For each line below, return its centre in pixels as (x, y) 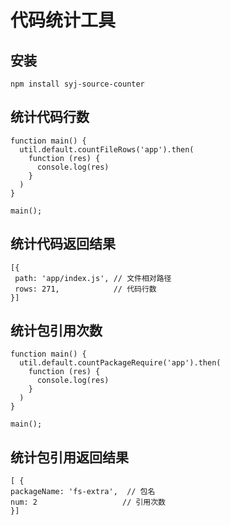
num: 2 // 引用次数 (88, 502)
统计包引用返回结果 (69, 457)
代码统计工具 (63, 20)
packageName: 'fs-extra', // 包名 (83, 492)
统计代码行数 (50, 117)
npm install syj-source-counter (77, 84)
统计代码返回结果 (63, 244)
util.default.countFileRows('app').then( (107, 149)
